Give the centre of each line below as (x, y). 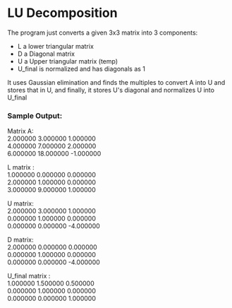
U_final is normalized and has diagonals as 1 (81, 69)
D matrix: (20, 240)
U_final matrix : (29, 276)
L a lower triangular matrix (55, 46)
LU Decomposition (62, 13)
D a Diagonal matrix (46, 54)
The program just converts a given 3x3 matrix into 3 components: (103, 32)
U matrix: (20, 203)
